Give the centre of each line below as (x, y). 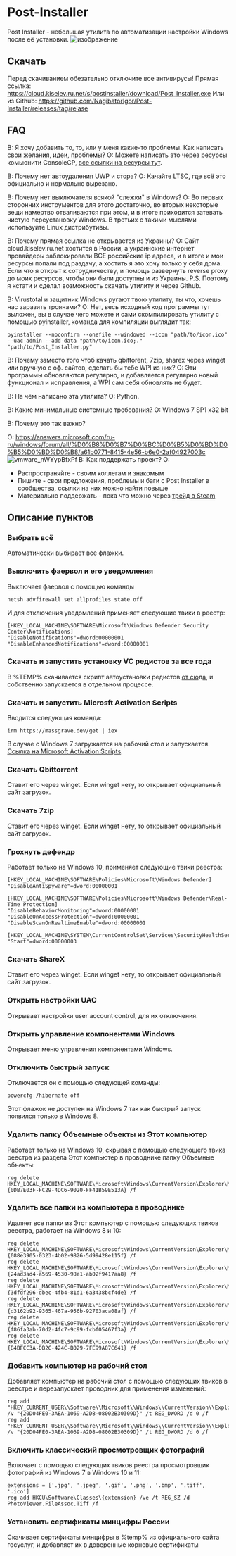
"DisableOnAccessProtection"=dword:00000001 (73, 917)
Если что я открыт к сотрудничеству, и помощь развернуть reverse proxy (118, 270)
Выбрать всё (31, 537)
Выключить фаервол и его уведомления (80, 571)
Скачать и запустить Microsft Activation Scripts (92, 703)
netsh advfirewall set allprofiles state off (75, 599)
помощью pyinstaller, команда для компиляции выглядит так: (99, 322)
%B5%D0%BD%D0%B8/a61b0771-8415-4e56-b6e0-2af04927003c (106, 452)
